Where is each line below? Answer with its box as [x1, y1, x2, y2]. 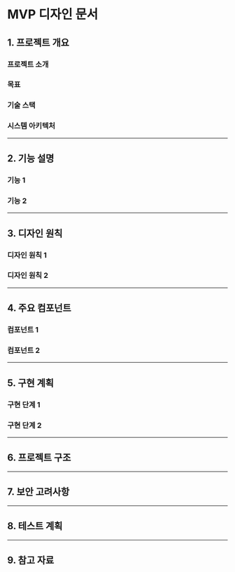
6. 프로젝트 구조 [7, 452, 71, 464]
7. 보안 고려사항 [7, 486, 70, 498]
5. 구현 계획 [7, 377, 55, 389]
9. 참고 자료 [7, 554, 55, 566]
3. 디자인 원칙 [7, 227, 63, 239]
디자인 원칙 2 [7, 271, 49, 281]
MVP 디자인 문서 [7, 6, 99, 22]
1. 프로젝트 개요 [7, 36, 70, 48]
